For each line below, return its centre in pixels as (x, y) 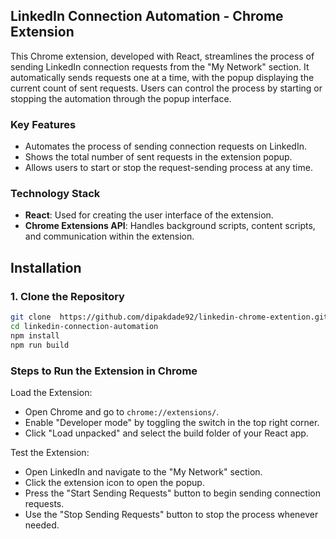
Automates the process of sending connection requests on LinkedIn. (165, 146)
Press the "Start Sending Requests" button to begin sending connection (172, 493)
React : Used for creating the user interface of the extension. (149, 215)
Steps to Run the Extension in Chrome (104, 371)
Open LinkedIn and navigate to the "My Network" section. (143, 471)
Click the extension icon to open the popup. (114, 482)
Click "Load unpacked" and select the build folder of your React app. (166, 433)
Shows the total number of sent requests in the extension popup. (158, 157)
